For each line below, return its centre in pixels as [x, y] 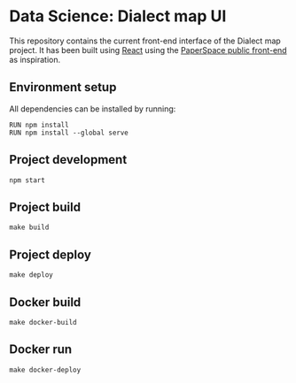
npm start [27, 180]
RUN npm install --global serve [69, 133]
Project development [68, 160]
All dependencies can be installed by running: [93, 109]
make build [29, 227]
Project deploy [50, 254]
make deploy [31, 275]
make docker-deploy [45, 370]
